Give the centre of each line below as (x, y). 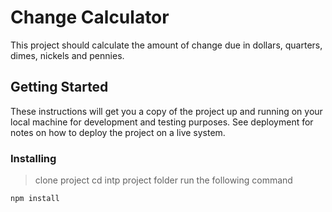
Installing (33, 158)
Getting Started (59, 87)
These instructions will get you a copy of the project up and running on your (166, 111)
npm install (35, 199)
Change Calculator (90, 17)
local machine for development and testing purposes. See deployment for (162, 122)
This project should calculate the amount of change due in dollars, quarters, (166, 45)
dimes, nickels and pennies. (67, 55)
